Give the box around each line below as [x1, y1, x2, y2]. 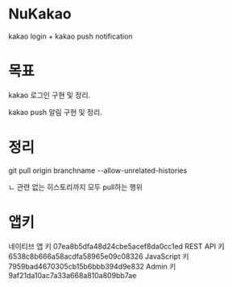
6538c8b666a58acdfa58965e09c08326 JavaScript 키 [8, 251, 189, 261]
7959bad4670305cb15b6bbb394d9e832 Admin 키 [8, 261, 176, 271]
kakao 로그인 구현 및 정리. [8, 90, 91, 100]
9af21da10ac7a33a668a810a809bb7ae [8, 270, 137, 280]
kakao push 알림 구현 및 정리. [8, 107, 102, 117]
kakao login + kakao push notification [8, 31, 133, 41]
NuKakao [8, 5, 72, 23]
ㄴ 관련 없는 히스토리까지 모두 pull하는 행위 [8, 182, 143, 191]
